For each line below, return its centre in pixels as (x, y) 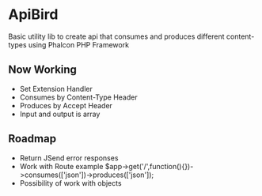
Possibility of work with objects (70, 183)
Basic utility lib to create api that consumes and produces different (116, 36)
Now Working (43, 70)
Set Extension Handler (56, 89)
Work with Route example (61, 166)
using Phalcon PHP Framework (78, 44)
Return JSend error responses (69, 158)
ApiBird (33, 15)
